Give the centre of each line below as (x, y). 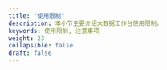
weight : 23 (26, 38)
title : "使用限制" (37, 16)
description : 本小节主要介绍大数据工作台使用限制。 (86, 23)
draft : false (30, 53)
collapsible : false (41, 46)
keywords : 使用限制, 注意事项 (54, 31)
